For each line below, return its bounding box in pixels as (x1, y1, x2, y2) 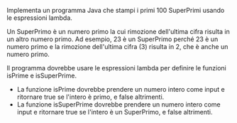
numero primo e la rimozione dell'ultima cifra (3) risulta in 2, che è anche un (6, 43, 228, 50)
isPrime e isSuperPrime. (6, 71, 77, 80)
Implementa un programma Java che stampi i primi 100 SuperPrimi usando (6, 6, 225, 14)
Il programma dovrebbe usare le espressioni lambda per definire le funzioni (6, 64, 226, 72)
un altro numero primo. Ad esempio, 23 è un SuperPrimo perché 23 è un (6, 35, 219, 43)
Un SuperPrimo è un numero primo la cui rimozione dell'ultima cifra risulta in (6, 28, 230, 36)
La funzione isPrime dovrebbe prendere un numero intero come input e (16, 85, 225, 93)
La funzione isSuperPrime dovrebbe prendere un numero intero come (16, 100, 221, 109)
